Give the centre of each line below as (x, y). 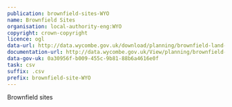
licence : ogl (26, 39)
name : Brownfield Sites (41, 20)
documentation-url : (35, 52)
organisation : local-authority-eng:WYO (65, 26)
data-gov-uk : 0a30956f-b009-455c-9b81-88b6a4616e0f (83, 59)
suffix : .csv (26, 71)
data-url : (21, 46)
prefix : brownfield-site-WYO (49, 78)
